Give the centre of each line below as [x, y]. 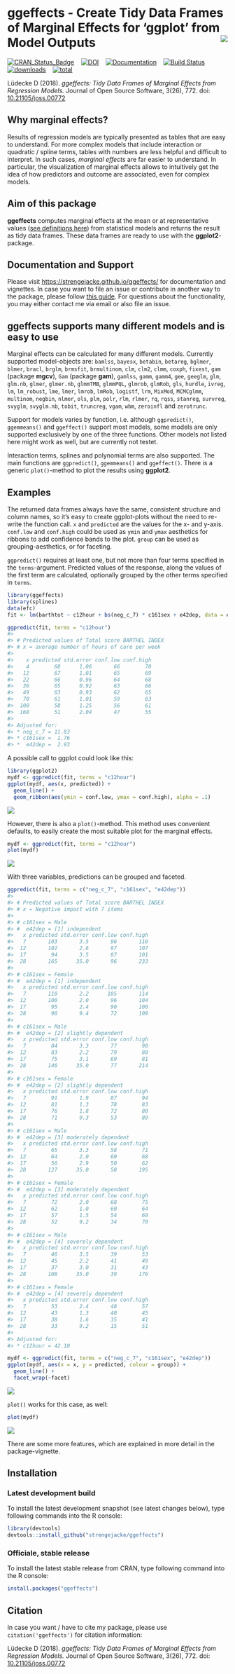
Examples [29, 492]
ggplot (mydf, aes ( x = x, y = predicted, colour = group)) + [97, 1365]
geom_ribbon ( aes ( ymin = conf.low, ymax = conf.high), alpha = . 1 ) [112, 797]
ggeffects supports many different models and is [116, 326]
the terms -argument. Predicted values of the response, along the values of [114, 568]
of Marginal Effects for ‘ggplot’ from [114, 28]
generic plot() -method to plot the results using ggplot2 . [89, 470]
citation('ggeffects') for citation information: [75, 1635]
